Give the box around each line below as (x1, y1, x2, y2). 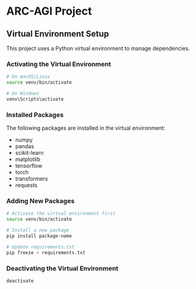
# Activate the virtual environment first (6, 210, 116, 217)
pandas (15, 143, 35, 150)
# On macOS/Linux (6, 74, 51, 80)
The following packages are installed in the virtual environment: (6, 124, 166, 132)
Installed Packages (6, 110, 64, 119)
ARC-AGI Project (6, 4, 93, 18)
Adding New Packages (6, 197, 75, 205)
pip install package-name (6, 233, 72, 239)
